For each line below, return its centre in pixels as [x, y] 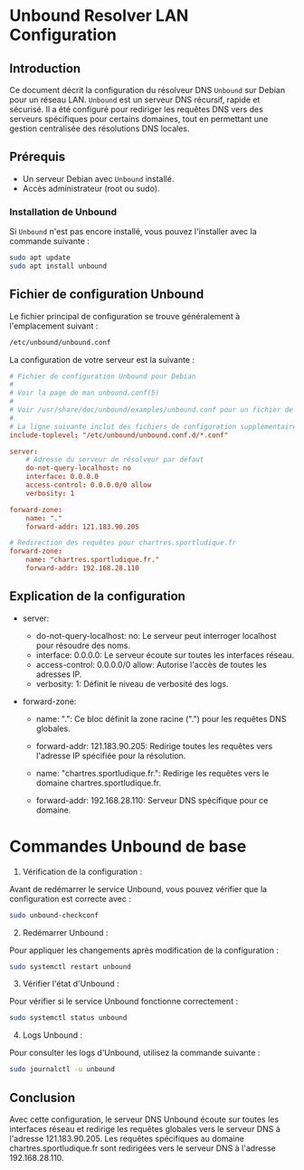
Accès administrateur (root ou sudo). [91, 188]
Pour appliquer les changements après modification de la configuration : [144, 950]
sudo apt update [40, 258]
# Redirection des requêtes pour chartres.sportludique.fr [123, 543]
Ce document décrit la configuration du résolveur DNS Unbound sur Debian [147, 90]
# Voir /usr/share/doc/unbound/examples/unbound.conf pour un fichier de [152, 410]
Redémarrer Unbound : [65, 932]
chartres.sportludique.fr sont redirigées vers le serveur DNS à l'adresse [142, 1148]
